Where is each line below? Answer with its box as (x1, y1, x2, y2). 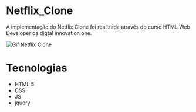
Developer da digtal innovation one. (6, 29, 92, 36)
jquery (14, 99, 31, 106)
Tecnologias (6, 61, 67, 75)
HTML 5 (14, 80, 35, 87)
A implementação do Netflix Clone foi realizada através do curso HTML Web (6, 23, 191, 30)
